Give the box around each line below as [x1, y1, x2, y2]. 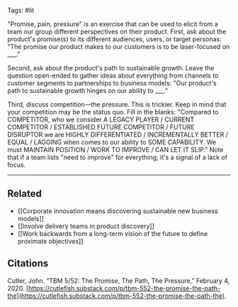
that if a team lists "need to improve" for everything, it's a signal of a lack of [7, 153, 228, 161]
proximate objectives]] [17, 237, 84, 245]
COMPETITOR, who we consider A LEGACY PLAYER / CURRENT [7, 115, 195, 124]
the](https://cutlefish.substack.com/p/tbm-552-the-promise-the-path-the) [7, 291, 225, 300]
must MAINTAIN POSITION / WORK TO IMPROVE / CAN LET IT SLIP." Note [7, 146, 225, 153]
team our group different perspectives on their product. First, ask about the [7, 28, 227, 36]
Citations [7, 257, 49, 269]
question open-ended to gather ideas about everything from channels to [7, 71, 219, 80]
